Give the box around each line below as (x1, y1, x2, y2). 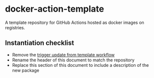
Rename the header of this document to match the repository (12, 57, 135, 63)
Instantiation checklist (5, 39, 74, 47)
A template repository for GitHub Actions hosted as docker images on (5, 19, 144, 25)
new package (12, 67, 40, 73)
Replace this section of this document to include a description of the (12, 62, 149, 68)
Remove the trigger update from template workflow (12, 52, 115, 58)
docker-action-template (5, 3, 104, 15)
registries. (5, 24, 25, 30)
